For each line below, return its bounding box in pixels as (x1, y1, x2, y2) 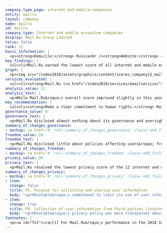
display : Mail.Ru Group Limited (5, 35, 72, 40)
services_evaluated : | (5, 77, 52, 82)
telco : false (5, 40, 32, 45)
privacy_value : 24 (5, 155, 43, 160)
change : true (9, 202, 37, 207)
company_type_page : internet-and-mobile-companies (5, 7, 112, 12)
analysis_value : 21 (5, 86, 46, 91)
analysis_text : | (5, 91, 41, 96)
